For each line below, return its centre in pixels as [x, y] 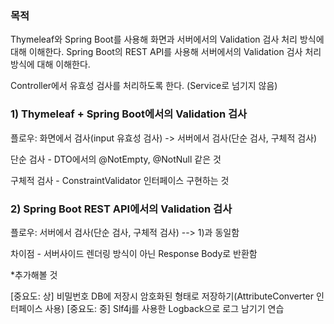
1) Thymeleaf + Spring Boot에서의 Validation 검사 [129, 114]
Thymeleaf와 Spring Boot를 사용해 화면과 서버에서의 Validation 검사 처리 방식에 [167, 39]
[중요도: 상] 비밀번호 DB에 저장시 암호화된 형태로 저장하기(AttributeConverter [162, 296]
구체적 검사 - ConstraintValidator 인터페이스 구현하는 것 [120, 180]
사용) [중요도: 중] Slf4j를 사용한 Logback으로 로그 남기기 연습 [164, 308]
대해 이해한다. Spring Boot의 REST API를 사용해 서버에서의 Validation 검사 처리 [166, 52]
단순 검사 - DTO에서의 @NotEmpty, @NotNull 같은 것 [116, 159]
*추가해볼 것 [34, 274]
